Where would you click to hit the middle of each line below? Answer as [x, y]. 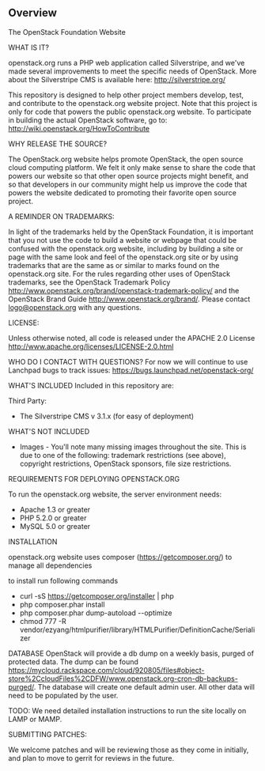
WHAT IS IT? [29, 47]
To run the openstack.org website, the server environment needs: [115, 494]
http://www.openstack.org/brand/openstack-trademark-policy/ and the [124, 290]
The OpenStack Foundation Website [67, 32]
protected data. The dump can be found [73, 661]
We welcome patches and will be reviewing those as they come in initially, [129, 750]
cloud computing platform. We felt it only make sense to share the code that [132, 167]
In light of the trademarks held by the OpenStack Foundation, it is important [131, 232]
